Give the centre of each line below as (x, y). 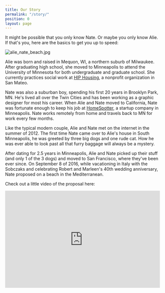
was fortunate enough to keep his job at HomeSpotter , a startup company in (82, 108)
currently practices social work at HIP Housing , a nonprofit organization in (80, 77)
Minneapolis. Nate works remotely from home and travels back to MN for (79, 113)
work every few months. (29, 118)
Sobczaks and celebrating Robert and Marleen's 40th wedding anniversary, (82, 169)
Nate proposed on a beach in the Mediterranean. (55, 174)
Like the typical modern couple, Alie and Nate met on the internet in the (77, 128)
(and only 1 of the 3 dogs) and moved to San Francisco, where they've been (82, 159)
